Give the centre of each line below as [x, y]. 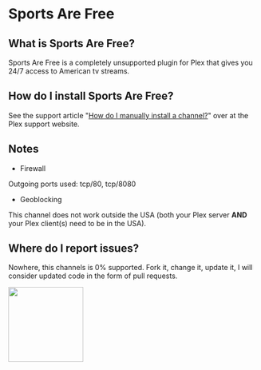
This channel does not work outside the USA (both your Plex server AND [128, 215]
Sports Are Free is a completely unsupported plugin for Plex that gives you [130, 62]
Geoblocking [41, 199]
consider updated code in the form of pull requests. [93, 276]
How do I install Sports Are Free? [91, 96]
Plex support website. [44, 124]
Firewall [33, 168]
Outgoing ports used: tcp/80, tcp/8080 [72, 184]
